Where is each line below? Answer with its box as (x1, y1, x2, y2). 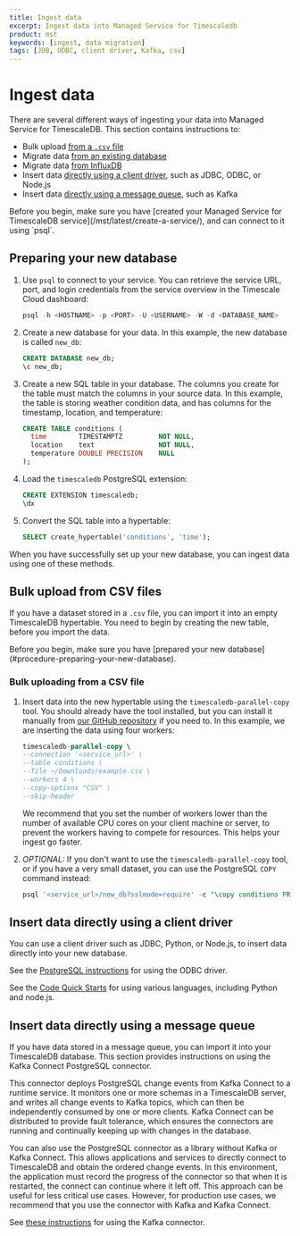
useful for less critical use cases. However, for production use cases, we (9, 1190, 277, 1201)
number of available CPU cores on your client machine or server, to (21, 817, 271, 828)
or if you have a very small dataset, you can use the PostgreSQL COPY (21, 863, 277, 874)
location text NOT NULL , (30, 441, 195, 450)
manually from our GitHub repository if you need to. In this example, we (21, 715, 286, 726)
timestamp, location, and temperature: (21, 407, 163, 417)
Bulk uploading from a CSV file (9, 676, 145, 688)
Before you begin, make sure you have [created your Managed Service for (9, 206, 283, 217)
